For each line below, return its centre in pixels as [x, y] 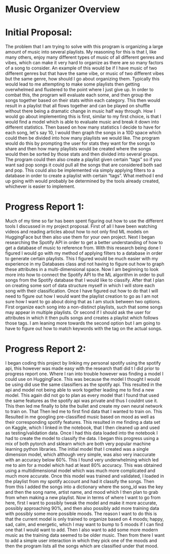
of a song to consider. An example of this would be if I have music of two [81, 68]
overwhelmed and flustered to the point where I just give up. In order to [79, 90]
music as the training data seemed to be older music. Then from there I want [85, 535]
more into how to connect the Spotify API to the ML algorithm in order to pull [85, 275]
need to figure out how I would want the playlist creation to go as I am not [82, 296]
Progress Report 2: [46, 349]
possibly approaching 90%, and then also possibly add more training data [82, 508]
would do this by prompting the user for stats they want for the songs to [80, 143]
